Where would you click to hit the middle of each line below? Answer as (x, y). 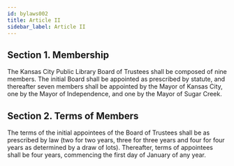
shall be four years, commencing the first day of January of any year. (107, 155)
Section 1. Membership (58, 55)
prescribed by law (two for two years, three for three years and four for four (116, 140)
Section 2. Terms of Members (73, 116)
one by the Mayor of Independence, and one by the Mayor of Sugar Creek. (115, 94)
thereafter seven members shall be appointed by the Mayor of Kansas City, (115, 86)
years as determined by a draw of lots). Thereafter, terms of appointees (110, 148)
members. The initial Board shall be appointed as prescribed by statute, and (116, 79)
